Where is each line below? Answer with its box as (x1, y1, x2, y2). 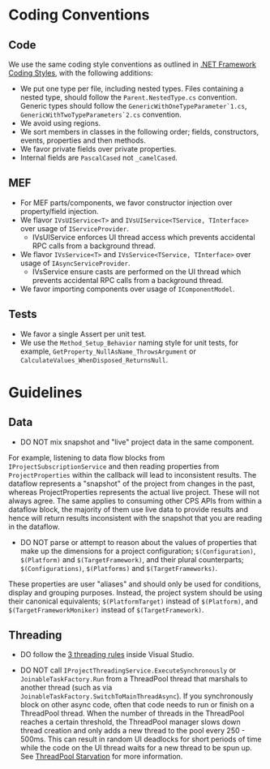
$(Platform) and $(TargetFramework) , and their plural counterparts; (19, 554, 245, 565)
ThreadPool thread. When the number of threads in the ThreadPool (19, 708, 245, 719)
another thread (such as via (19, 683, 113, 693)
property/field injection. (19, 206, 99, 216)
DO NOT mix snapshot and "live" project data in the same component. (19, 436, 255, 447)
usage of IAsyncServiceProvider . (19, 258, 131, 268)
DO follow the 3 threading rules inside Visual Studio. (19, 650, 195, 659)
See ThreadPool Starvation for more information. (19, 752, 183, 762)
